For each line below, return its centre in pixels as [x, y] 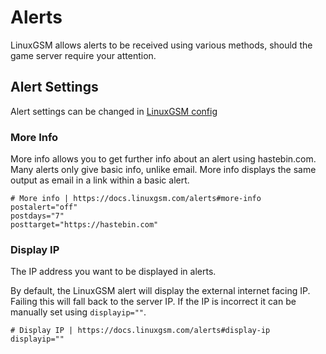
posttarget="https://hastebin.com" [84, 225]
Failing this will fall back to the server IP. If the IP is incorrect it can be [153, 302]
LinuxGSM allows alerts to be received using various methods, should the [161, 45]
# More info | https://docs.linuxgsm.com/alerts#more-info [136, 199]
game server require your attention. [83, 55]
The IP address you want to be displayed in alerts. [113, 272]
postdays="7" [37, 216]
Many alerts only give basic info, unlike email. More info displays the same [163, 170]
